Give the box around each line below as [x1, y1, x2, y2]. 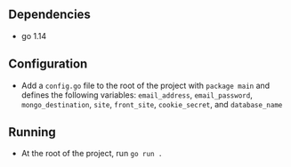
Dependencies [8, 7, 91, 22]
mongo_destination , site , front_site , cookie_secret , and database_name [20, 99, 283, 109]
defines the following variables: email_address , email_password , [20, 89, 253, 100]
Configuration [8, 57, 88, 72]
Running [8, 124, 57, 140]
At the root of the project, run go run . [20, 148, 163, 159]
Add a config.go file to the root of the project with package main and [20, 80, 271, 91]
